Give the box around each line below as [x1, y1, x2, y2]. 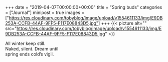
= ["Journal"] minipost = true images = [5, 9, 85, 15]
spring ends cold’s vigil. [5, 51, 54, 57]
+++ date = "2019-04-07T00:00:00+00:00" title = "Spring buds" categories [5, 4, 162, 10]
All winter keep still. [5, 40, 46, 46]
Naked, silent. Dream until [5, 46, 59, 51]
